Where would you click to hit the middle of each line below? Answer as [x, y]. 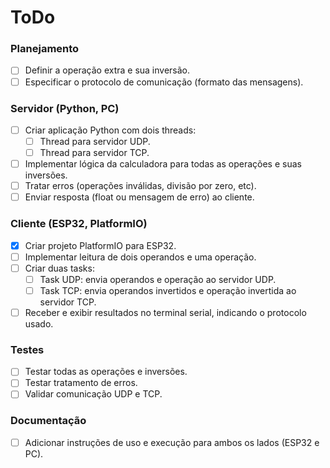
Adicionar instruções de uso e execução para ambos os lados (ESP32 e [172, 442]
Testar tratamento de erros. [81, 383]
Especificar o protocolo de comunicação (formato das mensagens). [164, 82]
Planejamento [45, 49]
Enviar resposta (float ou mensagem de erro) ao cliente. [139, 197]
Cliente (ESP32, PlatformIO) [79, 224]
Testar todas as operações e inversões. [106, 372]
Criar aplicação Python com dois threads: [110, 130]
